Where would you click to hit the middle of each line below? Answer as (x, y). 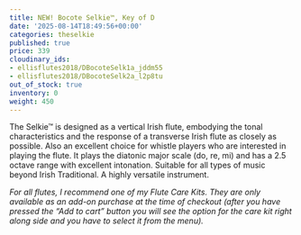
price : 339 (30, 51)
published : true (40, 43)
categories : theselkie (52, 34)
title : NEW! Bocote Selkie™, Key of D (82, 18)
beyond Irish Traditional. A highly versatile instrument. (109, 175)
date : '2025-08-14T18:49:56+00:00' (76, 26)
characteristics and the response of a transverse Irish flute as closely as (143, 137)
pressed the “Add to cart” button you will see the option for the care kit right (151, 212)
